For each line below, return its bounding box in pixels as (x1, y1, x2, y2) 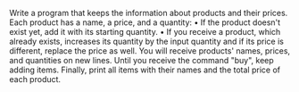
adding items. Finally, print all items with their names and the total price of (9, 64, 281, 75)
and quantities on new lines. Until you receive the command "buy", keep (9, 55, 274, 65)
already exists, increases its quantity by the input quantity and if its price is (9, 36, 284, 46)
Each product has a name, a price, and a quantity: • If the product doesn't (9, 17, 281, 28)
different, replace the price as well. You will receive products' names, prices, (9, 46, 291, 56)
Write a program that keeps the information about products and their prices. (9, 8, 288, 18)
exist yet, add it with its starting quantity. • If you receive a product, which (9, 27, 281, 37)
